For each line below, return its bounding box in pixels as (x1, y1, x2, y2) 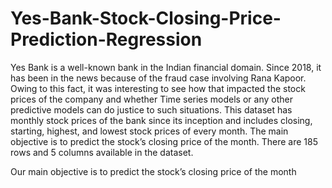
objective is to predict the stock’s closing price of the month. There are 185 (10, 135, 319, 147)
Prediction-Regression (10, 28, 203, 51)
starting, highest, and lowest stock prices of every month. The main (10, 125, 289, 137)
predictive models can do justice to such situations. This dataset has (10, 103, 293, 116)
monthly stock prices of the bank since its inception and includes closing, (10, 114, 313, 126)
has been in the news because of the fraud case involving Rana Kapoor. (10, 72, 307, 84)
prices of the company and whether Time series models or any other (10, 93, 293, 105)
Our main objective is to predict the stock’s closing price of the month (10, 165, 297, 177)
